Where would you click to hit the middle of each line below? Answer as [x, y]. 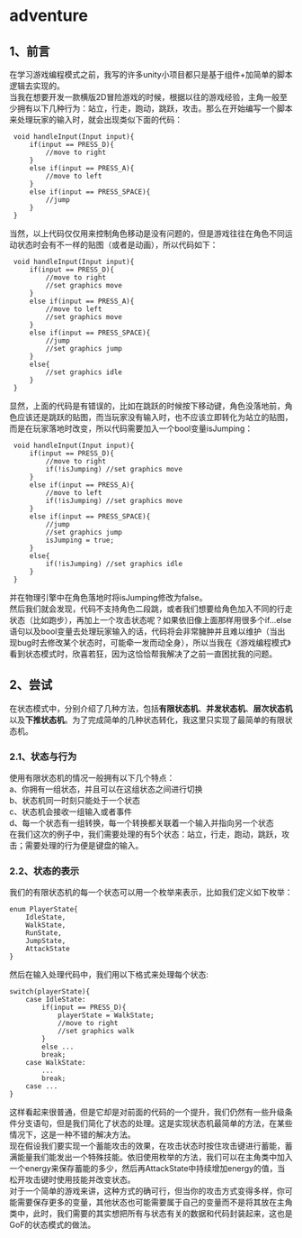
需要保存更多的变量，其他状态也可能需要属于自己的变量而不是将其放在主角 [155, 1202]
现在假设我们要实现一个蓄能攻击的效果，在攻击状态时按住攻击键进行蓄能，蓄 [151, 1146]
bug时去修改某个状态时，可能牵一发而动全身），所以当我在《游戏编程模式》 [154, 642]
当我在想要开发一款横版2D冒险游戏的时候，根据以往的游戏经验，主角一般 [145, 97]
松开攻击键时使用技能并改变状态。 [72, 1180]
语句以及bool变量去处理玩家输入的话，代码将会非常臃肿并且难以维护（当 [143, 631]
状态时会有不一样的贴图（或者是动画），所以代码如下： [117, 245]
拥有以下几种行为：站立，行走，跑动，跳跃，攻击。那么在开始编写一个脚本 [155, 108]
